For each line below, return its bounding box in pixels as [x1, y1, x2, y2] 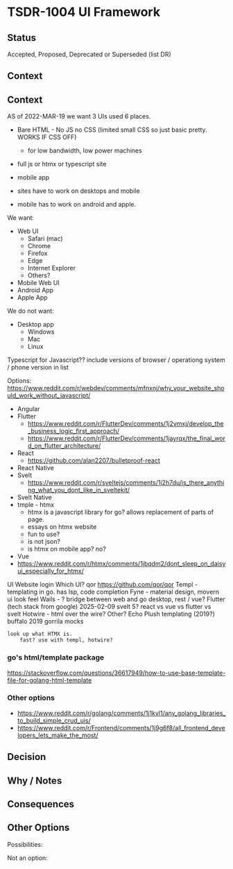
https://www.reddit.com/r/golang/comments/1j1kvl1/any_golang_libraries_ [17, 709, 226, 717]
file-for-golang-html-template [7, 676, 92, 684]
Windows [27, 327, 55, 336]
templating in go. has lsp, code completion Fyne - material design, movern [7, 587, 220, 596]
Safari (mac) [27, 234, 64, 243]
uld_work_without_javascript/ [7, 391, 91, 399]
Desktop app [17, 320, 54, 329]
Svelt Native [17, 493, 52, 501]
